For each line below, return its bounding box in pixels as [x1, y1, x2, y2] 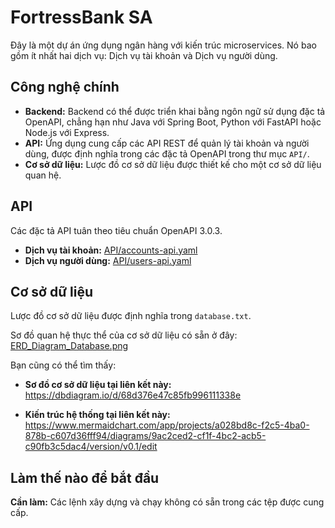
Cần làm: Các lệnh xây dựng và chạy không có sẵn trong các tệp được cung [10, 496, 325, 508]
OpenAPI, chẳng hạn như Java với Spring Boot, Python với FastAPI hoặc [24, 116, 322, 128]
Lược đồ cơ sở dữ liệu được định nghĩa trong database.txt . [10, 310, 252, 322]
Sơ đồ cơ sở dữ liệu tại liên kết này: [24, 379, 172, 391]
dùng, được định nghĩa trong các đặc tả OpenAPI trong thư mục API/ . [24, 147, 310, 160]
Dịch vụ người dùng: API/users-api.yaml [24, 254, 192, 266]
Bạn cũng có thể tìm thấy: [10, 359, 117, 371]
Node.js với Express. [24, 126, 110, 138]
